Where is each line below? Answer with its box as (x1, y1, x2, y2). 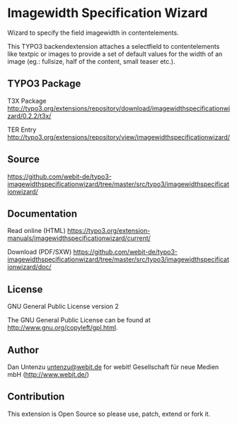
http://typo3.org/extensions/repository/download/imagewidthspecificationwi (7, 104, 231, 113)
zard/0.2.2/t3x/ (7, 111, 52, 120)
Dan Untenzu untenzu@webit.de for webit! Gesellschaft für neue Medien (7, 363, 219, 371)
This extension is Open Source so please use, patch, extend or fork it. (7, 409, 211, 418)
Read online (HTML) (7, 227, 66, 235)
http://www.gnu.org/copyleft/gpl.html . (7, 324, 118, 332)
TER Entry (7, 125, 37, 134)
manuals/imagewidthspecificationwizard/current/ (7, 234, 151, 242)
